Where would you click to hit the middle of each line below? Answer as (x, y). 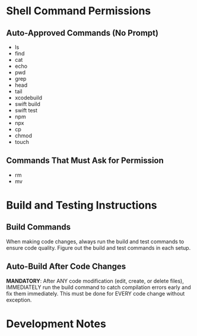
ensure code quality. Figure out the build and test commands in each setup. (99, 247)
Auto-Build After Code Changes (66, 267)
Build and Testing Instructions (82, 205)
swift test (26, 110)
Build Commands (39, 227)
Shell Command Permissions (79, 11)
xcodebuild (28, 98)
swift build (27, 104)
